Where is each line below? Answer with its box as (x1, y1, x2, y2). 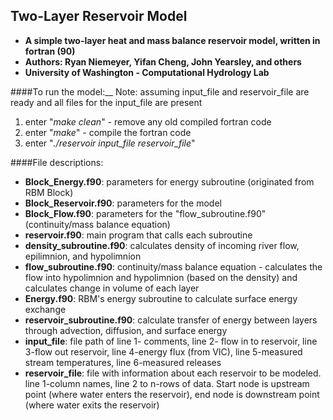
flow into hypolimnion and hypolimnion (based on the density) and (24, 271, 298, 283)
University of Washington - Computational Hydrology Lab (24, 66, 270, 78)
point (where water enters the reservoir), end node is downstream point (24, 388, 320, 400)
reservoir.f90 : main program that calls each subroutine (24, 229, 253, 241)
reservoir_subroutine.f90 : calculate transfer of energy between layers (24, 314, 318, 326)
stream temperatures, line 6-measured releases (24, 356, 222, 368)
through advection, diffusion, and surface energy (24, 324, 228, 336)
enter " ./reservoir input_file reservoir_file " (24, 137, 196, 149)
